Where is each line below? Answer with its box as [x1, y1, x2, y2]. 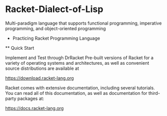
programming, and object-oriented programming [5, 25, 106, 31]
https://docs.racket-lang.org [5, 105, 64, 111]
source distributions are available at [5, 65, 79, 71]
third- [148, 90, 160, 96]
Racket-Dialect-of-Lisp [5, 4, 104, 15]
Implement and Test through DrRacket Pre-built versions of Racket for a [5, 54, 154, 61]
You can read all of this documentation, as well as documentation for [5, 90, 147, 96]
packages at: [17, 95, 44, 101]
